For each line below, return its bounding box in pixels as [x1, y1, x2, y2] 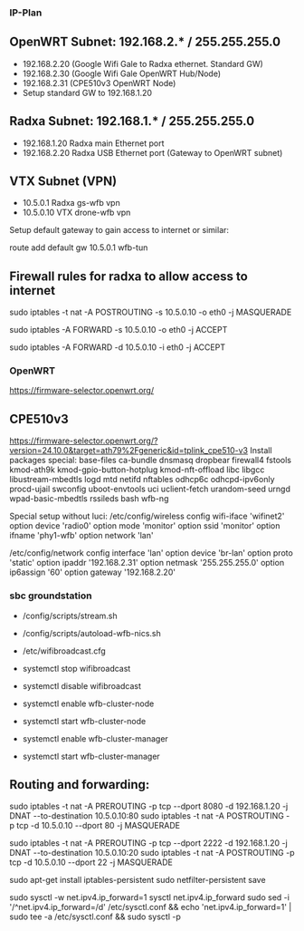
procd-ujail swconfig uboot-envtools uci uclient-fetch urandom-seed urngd [9, 483, 291, 495]
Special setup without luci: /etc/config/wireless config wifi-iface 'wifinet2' [9, 510, 285, 522]
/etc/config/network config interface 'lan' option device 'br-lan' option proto [9, 548, 294, 558]
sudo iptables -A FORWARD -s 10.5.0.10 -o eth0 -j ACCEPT [9, 325, 228, 335]
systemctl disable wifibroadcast [22, 680, 142, 691]
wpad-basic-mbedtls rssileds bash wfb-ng [9, 493, 169, 504]
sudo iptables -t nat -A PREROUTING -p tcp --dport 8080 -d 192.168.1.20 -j [9, 800, 289, 812]
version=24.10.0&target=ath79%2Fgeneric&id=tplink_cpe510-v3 [9, 445, 249, 456]
